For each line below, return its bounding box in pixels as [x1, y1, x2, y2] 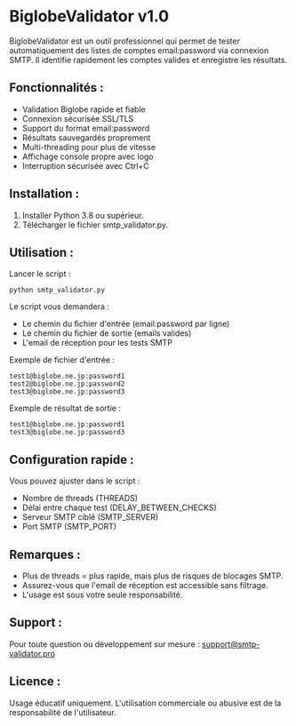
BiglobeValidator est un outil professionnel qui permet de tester [9, 36, 240, 46]
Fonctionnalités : [9, 80, 104, 95]
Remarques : [9, 546, 82, 562]
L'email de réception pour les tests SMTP [21, 338, 173, 348]
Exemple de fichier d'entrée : [9, 355, 116, 365]
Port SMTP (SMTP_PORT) [21, 522, 117, 532]
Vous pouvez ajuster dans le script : [9, 475, 140, 486]
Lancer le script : [9, 268, 71, 279]
